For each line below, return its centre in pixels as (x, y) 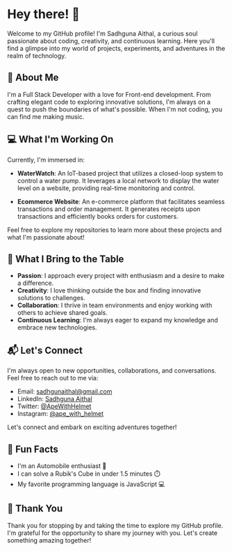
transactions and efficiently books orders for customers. (98, 216)
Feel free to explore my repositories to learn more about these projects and (115, 230)
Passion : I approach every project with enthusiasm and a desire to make (121, 276)
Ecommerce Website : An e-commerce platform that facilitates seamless (121, 201)
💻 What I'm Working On (60, 140)
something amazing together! (49, 540)
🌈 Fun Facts (33, 449)
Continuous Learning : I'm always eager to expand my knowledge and (118, 320)
